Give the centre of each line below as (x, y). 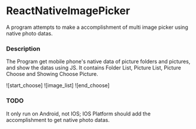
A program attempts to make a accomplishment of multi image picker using (97, 27)
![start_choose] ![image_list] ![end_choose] (58, 85)
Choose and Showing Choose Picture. (52, 74)
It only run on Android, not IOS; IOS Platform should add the (79, 114)
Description (23, 48)
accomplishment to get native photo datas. (58, 120)
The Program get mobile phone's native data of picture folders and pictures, (98, 62)
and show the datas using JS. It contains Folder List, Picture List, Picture (94, 68)
